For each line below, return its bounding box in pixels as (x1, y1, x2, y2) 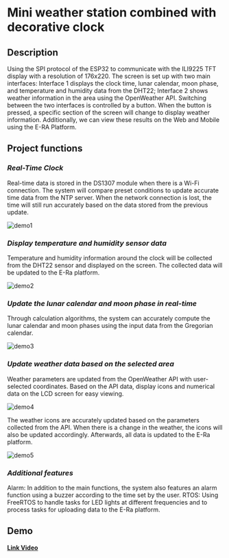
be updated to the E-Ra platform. (7, 268, 100, 277)
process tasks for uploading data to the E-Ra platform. (7, 505, 160, 513)
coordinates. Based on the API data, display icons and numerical (33, 382, 215, 390)
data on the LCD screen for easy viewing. (7, 389, 124, 398)
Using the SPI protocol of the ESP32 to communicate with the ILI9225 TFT (7, 65, 217, 73)
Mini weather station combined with (7, 5, 217, 21)
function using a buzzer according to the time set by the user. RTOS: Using (7, 491, 219, 499)
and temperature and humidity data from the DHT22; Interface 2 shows (7, 87, 208, 94)
